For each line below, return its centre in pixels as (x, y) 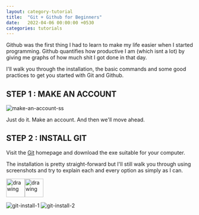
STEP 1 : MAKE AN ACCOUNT (61, 94)
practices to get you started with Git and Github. (65, 75)
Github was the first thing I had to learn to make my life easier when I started (99, 45)
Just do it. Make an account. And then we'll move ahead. (76, 120)
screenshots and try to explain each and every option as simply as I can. (94, 170)
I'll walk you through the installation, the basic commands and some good (96, 69)
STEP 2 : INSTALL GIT (47, 138)
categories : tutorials (34, 28)
